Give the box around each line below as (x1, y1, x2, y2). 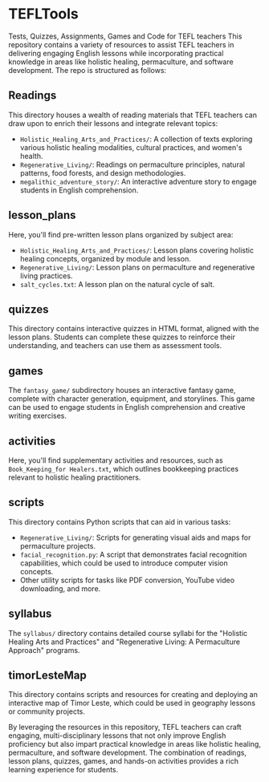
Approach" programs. (8, 645, 80, 654)
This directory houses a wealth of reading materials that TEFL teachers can (8, 110, 258, 120)
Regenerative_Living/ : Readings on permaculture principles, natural (19, 160, 245, 169)
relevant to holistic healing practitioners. (8, 472, 141, 482)
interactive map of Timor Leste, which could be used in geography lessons (8, 699, 255, 708)
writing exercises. (8, 411, 67, 421)
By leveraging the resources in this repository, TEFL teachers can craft (8, 723, 243, 732)
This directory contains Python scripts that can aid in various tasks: (8, 517, 231, 526)
